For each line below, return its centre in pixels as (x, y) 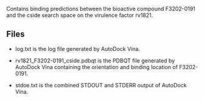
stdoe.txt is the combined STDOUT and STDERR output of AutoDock (101, 85)
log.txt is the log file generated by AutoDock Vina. (77, 48)
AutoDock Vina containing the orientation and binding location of (97, 67)
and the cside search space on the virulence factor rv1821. (80, 15)
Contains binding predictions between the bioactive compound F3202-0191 (101, 9)
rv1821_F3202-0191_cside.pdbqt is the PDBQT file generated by (95, 61)
